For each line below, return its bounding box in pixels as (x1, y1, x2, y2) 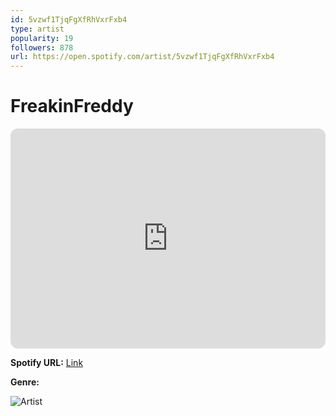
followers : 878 (10, 42, 74, 53)
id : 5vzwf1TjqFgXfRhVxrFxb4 (10, 14, 128, 25)
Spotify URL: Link (10, 357, 84, 369)
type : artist (10, 24, 65, 34)
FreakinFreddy (10, 95, 134, 118)
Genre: (10, 376, 40, 388)
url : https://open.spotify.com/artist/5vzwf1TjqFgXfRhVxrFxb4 (10, 52, 275, 62)
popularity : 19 (10, 33, 74, 43)
